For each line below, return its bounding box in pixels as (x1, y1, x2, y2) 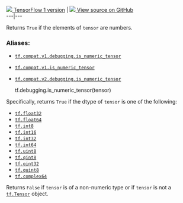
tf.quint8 (14, 167, 40, 173)
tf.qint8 (14, 154, 37, 161)
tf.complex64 (14, 173, 47, 180)
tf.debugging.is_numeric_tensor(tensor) (14, 86, 111, 94)
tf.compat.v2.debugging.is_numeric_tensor (14, 76, 121, 82)
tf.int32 (14, 136, 37, 142)
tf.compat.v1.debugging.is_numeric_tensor (14, 53, 121, 59)
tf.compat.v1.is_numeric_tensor (14, 65, 95, 71)
